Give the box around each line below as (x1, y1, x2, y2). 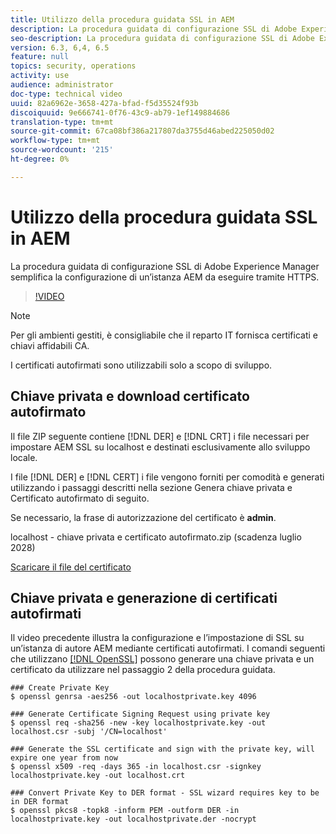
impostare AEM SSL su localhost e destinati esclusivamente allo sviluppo (10, 441, 311, 453)
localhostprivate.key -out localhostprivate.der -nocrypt (10, 814, 257, 825)
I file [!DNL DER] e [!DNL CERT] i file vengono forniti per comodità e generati (10, 471, 325, 483)
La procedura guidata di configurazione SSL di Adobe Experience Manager (10, 260, 320, 272)
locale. (10, 451, 38, 463)
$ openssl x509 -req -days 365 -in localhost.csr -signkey (10, 762, 262, 772)
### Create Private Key (10, 683, 110, 693)
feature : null (10, 52, 70, 62)
